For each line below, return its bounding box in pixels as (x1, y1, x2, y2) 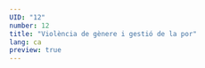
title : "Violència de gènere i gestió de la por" (9, 29, 198, 38)
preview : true (9, 46, 62, 55)
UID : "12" (9, 12, 46, 22)
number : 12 (9, 21, 50, 30)
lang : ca (9, 37, 42, 47)
